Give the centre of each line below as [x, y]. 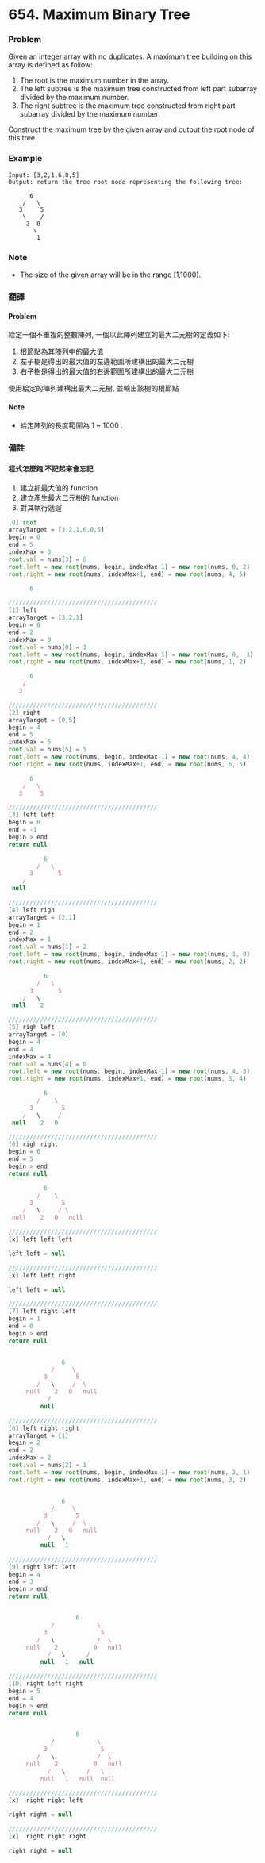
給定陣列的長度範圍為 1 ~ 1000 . [71, 425]
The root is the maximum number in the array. [94, 80]
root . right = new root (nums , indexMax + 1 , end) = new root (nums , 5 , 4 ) [127, 1079]
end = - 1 [23, 830]
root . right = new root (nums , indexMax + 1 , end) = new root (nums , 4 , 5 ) [127, 574]
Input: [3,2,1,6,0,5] [44, 175]
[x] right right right [48, 1837]
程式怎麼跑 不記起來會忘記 [51, 468]
